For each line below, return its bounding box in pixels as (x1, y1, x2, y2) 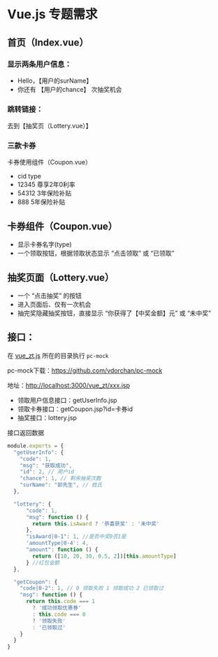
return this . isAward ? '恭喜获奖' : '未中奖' (32, 520, 160, 527)
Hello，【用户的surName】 (17, 76, 93, 85)
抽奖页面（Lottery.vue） (7, 271, 115, 284)
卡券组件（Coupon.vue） (7, 220, 117, 232)
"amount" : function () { (25, 546, 99, 553)
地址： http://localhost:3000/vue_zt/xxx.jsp (7, 381, 131, 389)
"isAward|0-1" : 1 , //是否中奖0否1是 (25, 533, 126, 540)
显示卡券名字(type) (17, 240, 72, 249)
